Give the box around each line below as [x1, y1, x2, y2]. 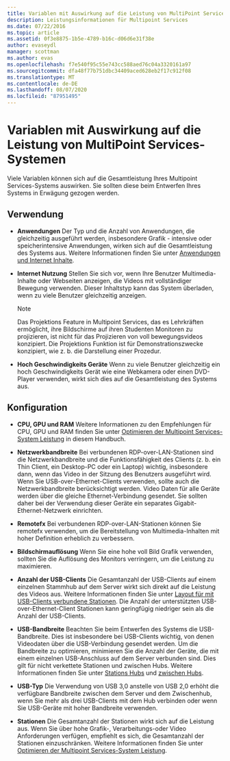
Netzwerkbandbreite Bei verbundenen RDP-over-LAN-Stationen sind [16, 448, 214, 456]
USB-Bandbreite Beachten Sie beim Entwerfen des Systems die [16, 625, 198, 633]
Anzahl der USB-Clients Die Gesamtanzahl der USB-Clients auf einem [16, 575, 216, 583]
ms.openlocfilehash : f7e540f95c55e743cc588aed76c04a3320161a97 [7, 61, 192, 68]
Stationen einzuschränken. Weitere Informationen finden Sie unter [16, 738, 203, 747]
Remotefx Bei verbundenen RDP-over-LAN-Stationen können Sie [16, 519, 202, 528]
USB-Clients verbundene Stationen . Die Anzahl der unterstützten [16, 597, 201, 605]
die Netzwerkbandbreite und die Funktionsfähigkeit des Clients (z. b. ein [16, 455, 221, 463]
